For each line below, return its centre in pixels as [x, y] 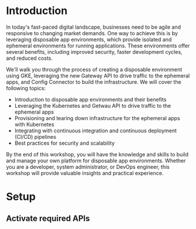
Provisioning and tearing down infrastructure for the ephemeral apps [97, 118]
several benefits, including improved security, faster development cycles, [94, 52]
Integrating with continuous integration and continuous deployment [96, 131]
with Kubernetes [34, 124]
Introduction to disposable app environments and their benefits [90, 99]
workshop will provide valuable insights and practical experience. [85, 173]
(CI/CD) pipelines [35, 136]
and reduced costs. [30, 58]
